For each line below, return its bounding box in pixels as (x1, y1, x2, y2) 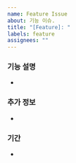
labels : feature (7, 30, 55, 38)
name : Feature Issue (7, 10, 68, 18)
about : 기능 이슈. (7, 17, 56, 24)
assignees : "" (7, 37, 49, 44)
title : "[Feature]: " (7, 23, 71, 31)
